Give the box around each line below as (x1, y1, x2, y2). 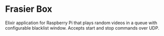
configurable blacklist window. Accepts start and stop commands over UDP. (5, 25, 160, 31)
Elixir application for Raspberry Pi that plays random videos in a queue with (5, 20, 158, 26)
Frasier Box (5, 3, 53, 15)
